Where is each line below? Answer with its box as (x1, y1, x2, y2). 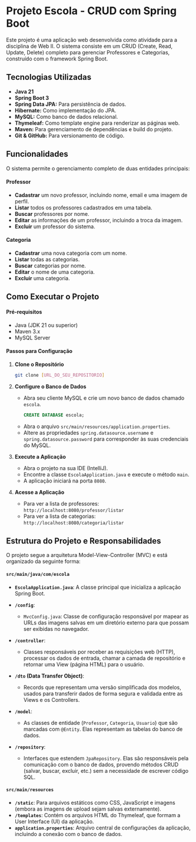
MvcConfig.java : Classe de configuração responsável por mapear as (23, 613, 189, 620)
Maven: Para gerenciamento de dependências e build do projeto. (14, 125, 173, 132)
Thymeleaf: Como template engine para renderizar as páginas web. (14, 119, 180, 127)
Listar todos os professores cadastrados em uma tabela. (14, 204, 152, 211)
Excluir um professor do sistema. (14, 223, 95, 230)
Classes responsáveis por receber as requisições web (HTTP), (23, 648, 175, 655)
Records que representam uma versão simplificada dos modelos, (23, 684, 181, 691)
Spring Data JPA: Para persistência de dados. (14, 101, 127, 108)
